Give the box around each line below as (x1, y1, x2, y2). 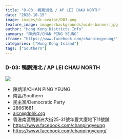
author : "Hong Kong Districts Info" (5, 27, 84, 32)
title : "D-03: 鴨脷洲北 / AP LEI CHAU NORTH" (5, 7, 101, 13)
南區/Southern (12, 92, 44, 98)
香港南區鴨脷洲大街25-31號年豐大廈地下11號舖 (12, 116, 110, 123)
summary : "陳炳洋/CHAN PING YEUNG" (5, 31, 79, 37)
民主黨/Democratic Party (12, 99, 65, 105)
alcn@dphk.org (12, 110, 45, 116)
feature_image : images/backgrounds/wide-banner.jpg (5, 22, 118, 27)
